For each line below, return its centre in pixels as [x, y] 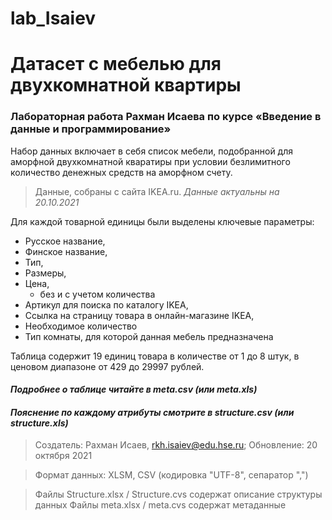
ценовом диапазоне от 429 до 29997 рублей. [107, 366]
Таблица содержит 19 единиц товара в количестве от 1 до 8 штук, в [155, 356]
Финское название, [66, 251]
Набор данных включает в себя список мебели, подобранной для [151, 151]
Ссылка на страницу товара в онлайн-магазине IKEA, [139, 315]
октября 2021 [63, 456]
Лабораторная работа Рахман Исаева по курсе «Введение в [166, 117]
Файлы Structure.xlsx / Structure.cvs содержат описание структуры [178, 494]
